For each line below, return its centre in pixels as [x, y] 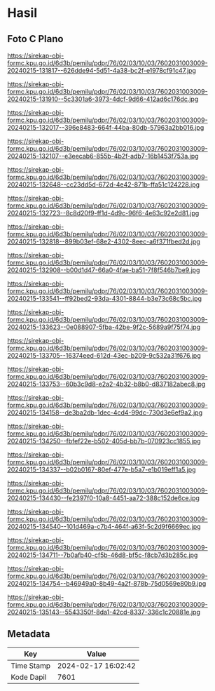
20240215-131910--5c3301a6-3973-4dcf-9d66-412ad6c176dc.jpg [103, 99]
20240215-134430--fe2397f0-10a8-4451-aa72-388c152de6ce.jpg [103, 498]
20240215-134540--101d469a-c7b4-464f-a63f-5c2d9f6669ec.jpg [104, 526]
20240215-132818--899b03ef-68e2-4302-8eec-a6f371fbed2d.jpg [104, 241]
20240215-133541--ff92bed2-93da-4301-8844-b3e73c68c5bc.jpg [104, 298]
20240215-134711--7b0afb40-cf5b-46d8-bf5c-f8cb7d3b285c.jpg [103, 555]
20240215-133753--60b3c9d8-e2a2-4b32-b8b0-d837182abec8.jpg [106, 384]
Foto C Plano [35, 39]
